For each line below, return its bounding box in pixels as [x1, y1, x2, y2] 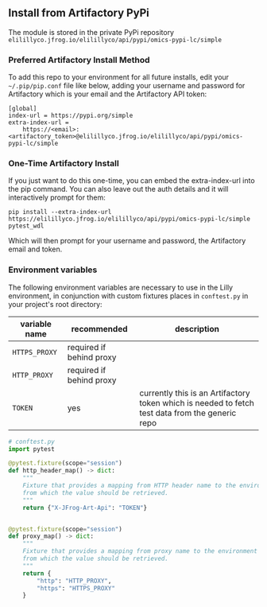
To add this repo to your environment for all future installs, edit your [8, 72, 229, 82]
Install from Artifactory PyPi [8, 6, 149, 20]
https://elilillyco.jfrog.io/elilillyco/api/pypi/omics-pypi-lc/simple [8, 215, 250, 224]
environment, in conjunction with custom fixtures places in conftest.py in [8, 290, 249, 301]
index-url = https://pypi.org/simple [8, 111, 133, 120]
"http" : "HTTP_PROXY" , [37, 577, 112, 585]
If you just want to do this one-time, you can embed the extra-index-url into [8, 176, 256, 185]
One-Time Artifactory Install [8, 158, 119, 169]
